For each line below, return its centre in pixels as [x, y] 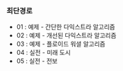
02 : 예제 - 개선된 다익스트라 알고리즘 [66, 35]
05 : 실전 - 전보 [37, 61]
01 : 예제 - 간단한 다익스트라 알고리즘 [66, 27]
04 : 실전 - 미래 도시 [44, 53]
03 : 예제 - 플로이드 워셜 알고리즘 [61, 44]
